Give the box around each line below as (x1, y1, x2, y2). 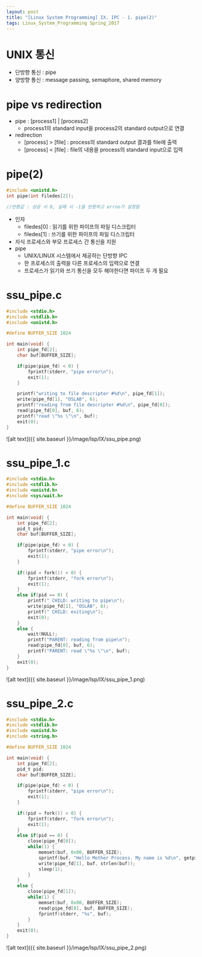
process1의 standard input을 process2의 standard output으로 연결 (23, 124, 185, 132)
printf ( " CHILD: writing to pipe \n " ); (28, 598, 125, 604)
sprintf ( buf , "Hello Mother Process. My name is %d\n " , (38, 855, 182, 861)
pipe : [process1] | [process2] (14, 118, 88, 125)
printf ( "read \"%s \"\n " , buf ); (17, 413, 98, 419)
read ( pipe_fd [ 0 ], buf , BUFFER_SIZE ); (38, 905, 133, 911)
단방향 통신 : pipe (14, 69, 57, 76)
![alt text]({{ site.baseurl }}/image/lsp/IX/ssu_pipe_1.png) (6, 676, 145, 683)
